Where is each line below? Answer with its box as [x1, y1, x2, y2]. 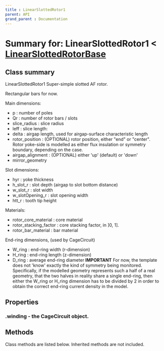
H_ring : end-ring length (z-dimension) [12, 252, 92, 258]
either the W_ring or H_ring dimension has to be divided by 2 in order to [12, 278, 160, 284]
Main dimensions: [5, 100, 41, 107]
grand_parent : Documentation [5, 16, 68, 21]
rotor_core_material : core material [12, 217, 83, 223]
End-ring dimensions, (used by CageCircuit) [5, 237, 95, 243]
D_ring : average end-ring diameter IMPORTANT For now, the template [12, 257, 158, 263]
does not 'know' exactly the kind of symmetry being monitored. [12, 262, 143, 268]
